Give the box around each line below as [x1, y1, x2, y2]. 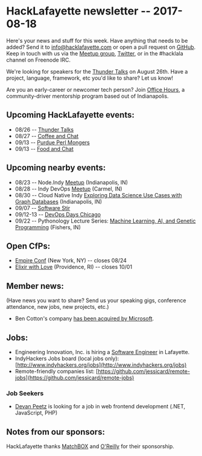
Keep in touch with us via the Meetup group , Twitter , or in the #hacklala [6, 49, 184, 57]
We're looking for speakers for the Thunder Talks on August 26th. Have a [6, 68, 188, 75]
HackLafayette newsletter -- [6, 4, 151, 18]
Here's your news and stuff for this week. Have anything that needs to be [6, 37, 188, 44]
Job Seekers [6, 389, 44, 397]
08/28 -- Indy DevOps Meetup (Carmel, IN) [14, 185, 122, 192]
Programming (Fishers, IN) [14, 223, 81, 230]
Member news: [6, 280, 65, 291]
